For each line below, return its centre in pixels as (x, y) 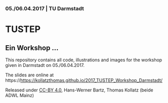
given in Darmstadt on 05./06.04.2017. (45, 65)
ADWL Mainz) (20, 95)
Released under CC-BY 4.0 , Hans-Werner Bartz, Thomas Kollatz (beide (79, 90)
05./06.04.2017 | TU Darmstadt (45, 9)
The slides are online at (30, 75)
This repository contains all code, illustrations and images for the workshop (84, 60)
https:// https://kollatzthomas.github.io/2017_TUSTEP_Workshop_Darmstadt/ (84, 80)
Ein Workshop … (32, 48)
